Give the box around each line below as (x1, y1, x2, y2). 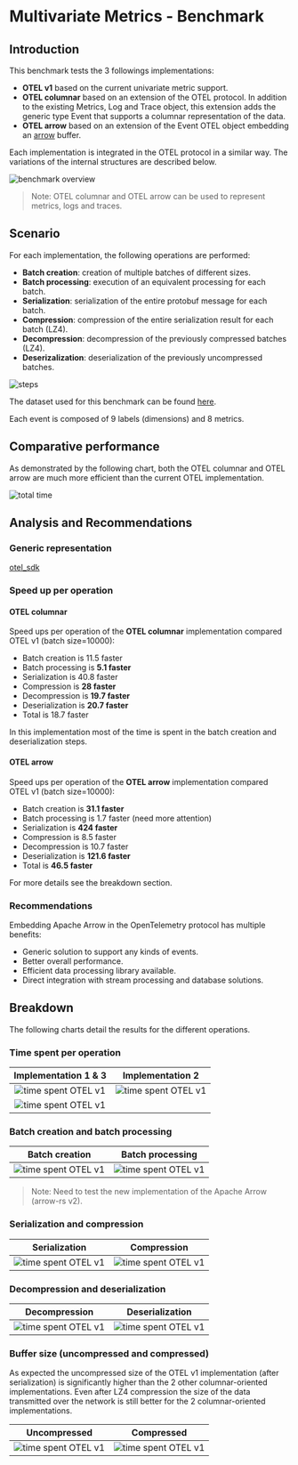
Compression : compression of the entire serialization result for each (21, 314, 274, 325)
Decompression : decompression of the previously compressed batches (21, 333, 287, 344)
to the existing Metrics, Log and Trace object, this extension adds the (21, 101, 277, 112)
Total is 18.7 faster (21, 709, 89, 720)
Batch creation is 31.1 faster (21, 803, 125, 813)
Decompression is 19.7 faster (21, 691, 131, 701)
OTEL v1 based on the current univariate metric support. (21, 83, 229, 93)
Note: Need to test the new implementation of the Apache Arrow (30, 1186, 267, 1197)
